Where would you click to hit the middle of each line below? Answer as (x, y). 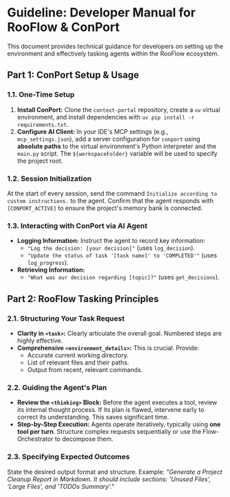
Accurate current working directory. (78, 355)
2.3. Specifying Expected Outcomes (69, 456)
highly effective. (40, 340)
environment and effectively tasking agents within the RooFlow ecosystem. (113, 54)
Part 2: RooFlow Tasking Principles (83, 299)
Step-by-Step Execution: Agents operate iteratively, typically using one (119, 424)
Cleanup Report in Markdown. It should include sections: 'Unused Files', (109, 479)
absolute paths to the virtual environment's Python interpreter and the (117, 146)
